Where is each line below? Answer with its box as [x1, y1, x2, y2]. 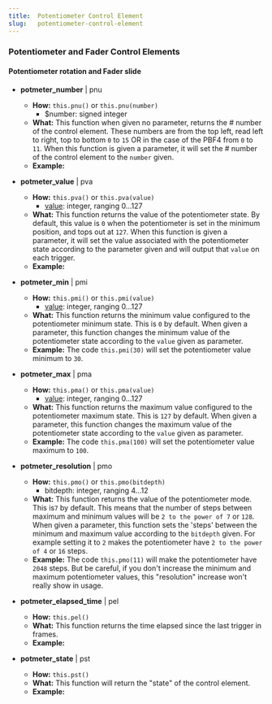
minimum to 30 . [32, 353, 84, 363]
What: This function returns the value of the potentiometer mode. [32, 493, 252, 504]
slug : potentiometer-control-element [8, 20, 144, 28]
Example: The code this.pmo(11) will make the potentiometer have [32, 554, 257, 564]
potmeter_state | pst [19, 654, 91, 663]
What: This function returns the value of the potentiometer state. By [32, 209, 261, 219]
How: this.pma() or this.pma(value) [32, 385, 155, 394]
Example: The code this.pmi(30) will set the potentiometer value [32, 345, 252, 354]
